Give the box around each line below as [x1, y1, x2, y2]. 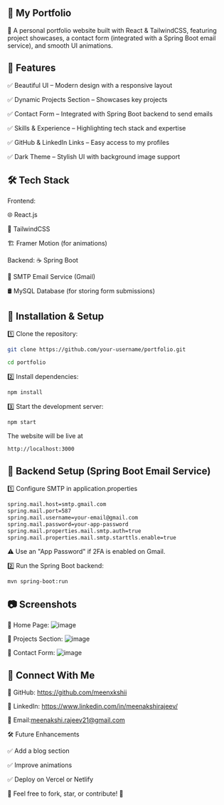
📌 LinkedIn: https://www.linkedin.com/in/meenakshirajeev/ [7, 702, 178, 711]
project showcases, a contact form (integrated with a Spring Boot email [7, 34, 216, 42]
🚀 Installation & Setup [7, 310, 105, 322]
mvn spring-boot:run [7, 577, 69, 585]
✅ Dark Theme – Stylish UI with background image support [7, 152, 181, 161]
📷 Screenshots [7, 598, 77, 610]
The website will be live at [7, 431, 83, 440]
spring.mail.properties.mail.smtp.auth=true [7, 527, 142, 535]
